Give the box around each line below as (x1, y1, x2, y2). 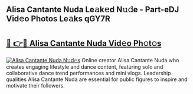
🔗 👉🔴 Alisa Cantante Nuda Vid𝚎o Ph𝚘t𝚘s (6, 38, 162, 48)
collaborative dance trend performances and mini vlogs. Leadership (6, 70, 171, 76)
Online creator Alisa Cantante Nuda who (81, 57, 179, 63)
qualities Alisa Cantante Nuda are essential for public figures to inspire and (6, 76, 188, 83)
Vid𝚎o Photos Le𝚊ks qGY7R (6, 14, 110, 24)
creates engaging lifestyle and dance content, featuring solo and (6, 63, 163, 70)
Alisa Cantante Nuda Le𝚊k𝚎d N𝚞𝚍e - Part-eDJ (6, 5, 179, 15)
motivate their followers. (6, 82, 65, 89)
